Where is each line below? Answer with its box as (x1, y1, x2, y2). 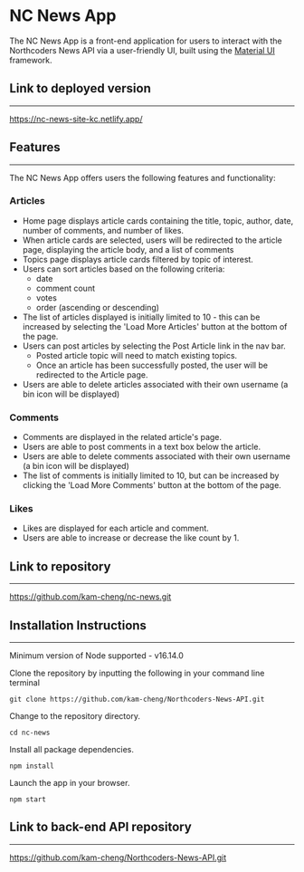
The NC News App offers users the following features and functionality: (9, 172, 276, 183)
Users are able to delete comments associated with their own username (22, 451, 291, 462)
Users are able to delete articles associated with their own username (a (22, 379, 289, 389)
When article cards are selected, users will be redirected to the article (22, 235, 282, 245)
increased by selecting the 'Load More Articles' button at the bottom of (22, 321, 288, 331)
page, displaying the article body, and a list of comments (22, 244, 234, 254)
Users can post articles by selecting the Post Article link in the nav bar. (22, 340, 287, 351)
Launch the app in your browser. (9, 778, 130, 789)
